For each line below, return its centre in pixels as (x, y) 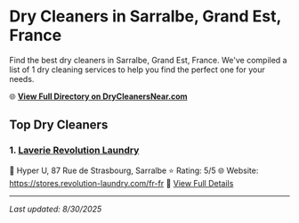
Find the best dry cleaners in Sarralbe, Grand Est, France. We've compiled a (148, 60)
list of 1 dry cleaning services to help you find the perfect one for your (137, 70)
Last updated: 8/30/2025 (56, 209)
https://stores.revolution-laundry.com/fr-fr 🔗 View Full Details (121, 183)
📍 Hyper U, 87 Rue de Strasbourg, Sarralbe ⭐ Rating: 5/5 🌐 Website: (134, 170)
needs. (22, 78)
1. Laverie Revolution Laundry (74, 151)
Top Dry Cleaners (59, 125)
